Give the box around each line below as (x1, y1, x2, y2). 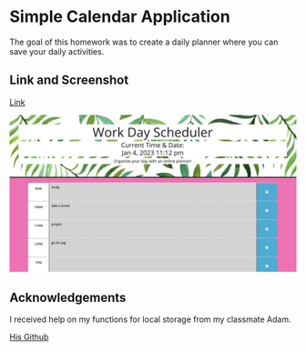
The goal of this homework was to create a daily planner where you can (9, 36, 279, 47)
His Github (9, 332, 49, 343)
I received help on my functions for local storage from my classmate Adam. (9, 314, 291, 325)
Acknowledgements (9, 289, 127, 306)
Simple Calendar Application (9, 6, 230, 27)
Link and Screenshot (9, 73, 129, 88)
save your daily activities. (9, 45, 105, 56)
